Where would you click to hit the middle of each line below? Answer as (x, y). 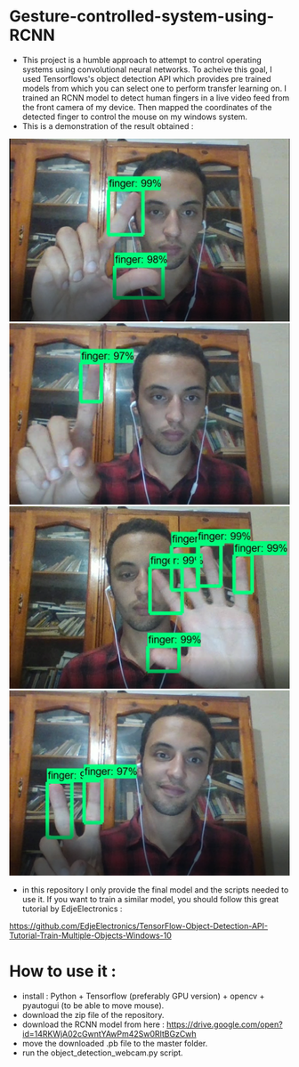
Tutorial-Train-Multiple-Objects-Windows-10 (90, 935)
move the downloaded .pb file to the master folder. (115, 1043)
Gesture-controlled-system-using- (141, 16)
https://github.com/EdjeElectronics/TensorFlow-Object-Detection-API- (139, 926)
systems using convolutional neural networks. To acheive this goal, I (147, 69)
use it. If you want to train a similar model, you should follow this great (150, 900)
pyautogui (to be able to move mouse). (93, 1005)
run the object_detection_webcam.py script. (103, 1053)
